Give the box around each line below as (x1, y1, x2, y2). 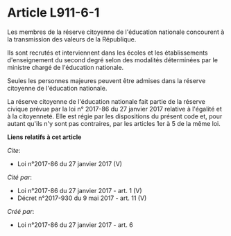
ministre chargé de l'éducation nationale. (7, 63, 124, 71)
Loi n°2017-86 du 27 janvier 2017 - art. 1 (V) (17, 186, 142, 194)
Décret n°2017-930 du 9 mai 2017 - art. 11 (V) (17, 194, 147, 202)
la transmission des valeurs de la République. (7, 35, 137, 43)
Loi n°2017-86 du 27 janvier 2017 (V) (17, 159, 123, 167)
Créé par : (7, 207, 35, 215)
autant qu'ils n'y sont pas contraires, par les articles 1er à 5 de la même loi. (7, 119, 221, 127)
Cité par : (7, 173, 33, 181)
